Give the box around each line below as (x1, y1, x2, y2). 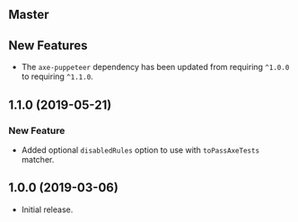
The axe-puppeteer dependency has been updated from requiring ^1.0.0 (21, 62, 290, 73)
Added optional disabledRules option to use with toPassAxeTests (21, 144, 260, 155)
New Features (8, 38, 88, 53)
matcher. (21, 154, 55, 164)
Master (8, 7, 50, 22)
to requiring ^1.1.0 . (21, 71, 93, 82)
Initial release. (21, 204, 74, 215)
